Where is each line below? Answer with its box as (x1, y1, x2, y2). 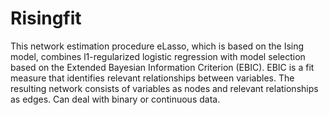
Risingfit (10, 7, 82, 30)
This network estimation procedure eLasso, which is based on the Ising (10, 40, 305, 52)
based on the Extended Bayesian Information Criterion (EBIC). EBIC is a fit (10, 61, 315, 73)
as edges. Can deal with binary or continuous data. (10, 93, 221, 105)
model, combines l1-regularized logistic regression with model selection (10, 50, 306, 62)
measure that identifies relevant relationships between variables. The (10, 72, 295, 84)
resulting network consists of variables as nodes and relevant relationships (10, 82, 319, 94)
